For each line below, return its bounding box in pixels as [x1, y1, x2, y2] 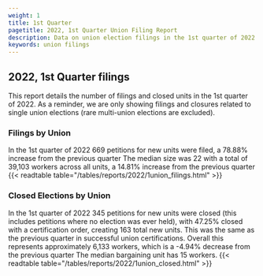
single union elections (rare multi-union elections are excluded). [8, 107, 215, 117]
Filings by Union [8, 127, 72, 138]
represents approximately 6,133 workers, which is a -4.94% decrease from [8, 241, 250, 251]
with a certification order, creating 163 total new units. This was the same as [8, 225, 255, 234]
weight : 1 [8, 11, 41, 20]
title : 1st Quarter [8, 19, 72, 27]
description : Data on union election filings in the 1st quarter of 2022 [8, 33, 256, 42]
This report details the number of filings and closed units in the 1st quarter [8, 91, 248, 100]
